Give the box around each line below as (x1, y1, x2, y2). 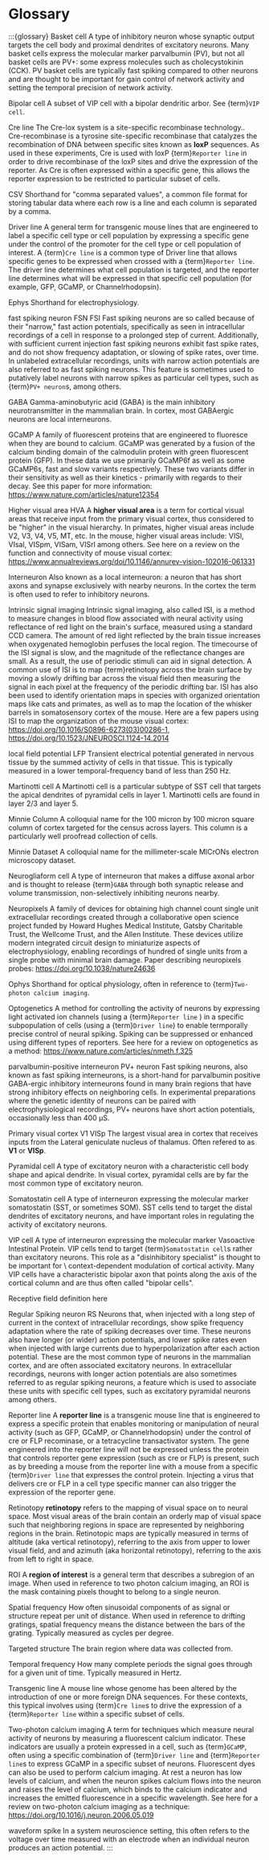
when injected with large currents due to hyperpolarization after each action (8, 1343, 260, 1353)
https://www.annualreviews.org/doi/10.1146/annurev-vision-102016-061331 (8, 556, 255, 566)
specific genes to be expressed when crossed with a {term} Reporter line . (8, 256, 255, 266)
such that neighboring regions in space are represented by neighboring (8, 1520, 245, 1529)
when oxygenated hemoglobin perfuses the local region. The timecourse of (8, 639, 259, 649)
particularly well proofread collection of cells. (8, 831, 158, 841)
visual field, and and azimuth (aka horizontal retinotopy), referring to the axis (8, 1545, 262, 1555)
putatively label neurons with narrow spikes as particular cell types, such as (8, 373, 259, 382)
